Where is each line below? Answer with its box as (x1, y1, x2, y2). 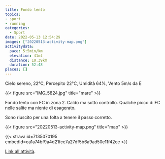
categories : (5, 26, 30, 31)
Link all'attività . (5, 149, 36, 154)
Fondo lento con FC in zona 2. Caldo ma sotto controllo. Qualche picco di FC (5, 100, 161, 105)
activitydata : (5, 44, 34, 49)
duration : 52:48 (9, 62, 43, 67)
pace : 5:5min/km (9, 48, 43, 53)
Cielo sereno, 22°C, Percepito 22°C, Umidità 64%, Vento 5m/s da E (5, 80, 142, 86)
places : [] (5, 67, 28, 72)
